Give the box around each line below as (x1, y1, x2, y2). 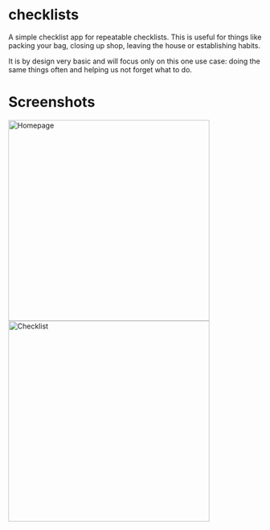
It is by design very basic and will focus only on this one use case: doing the (8, 56, 261, 66)
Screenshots (8, 93, 96, 112)
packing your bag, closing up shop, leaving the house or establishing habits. (8, 40, 261, 50)
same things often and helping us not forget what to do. (8, 64, 193, 74)
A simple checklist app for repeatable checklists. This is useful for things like (8, 32, 262, 42)
